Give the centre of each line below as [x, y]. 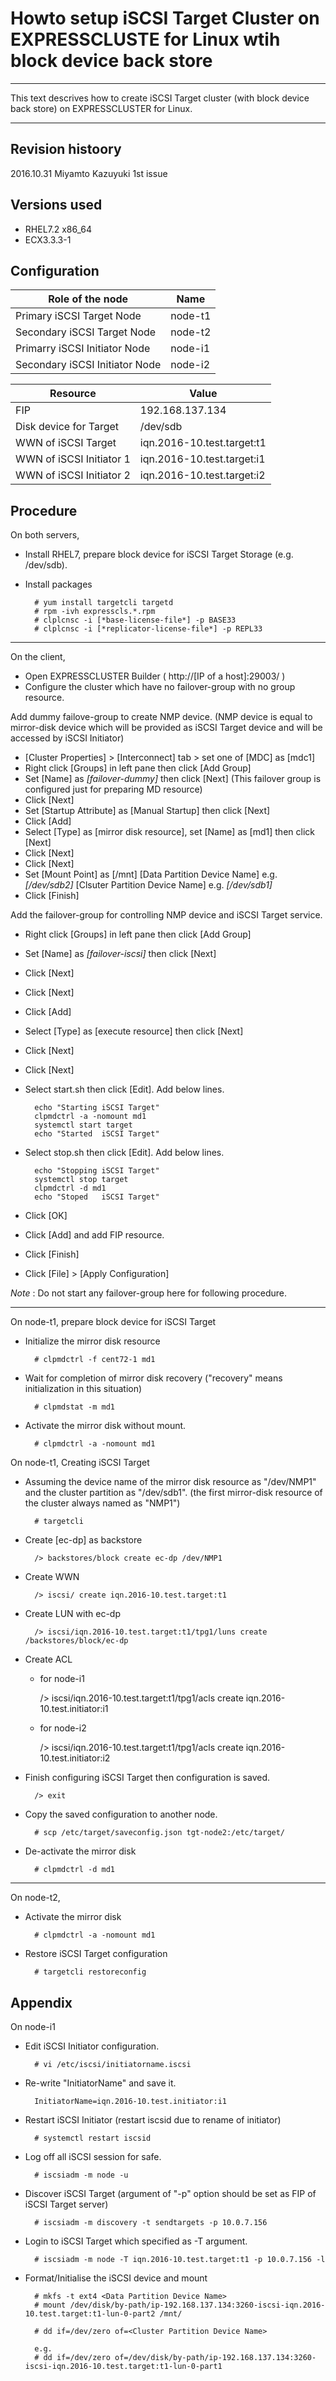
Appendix [41, 2002]
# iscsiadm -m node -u [81, 2175]
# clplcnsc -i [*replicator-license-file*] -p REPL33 [148, 629]
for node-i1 [62, 1679]
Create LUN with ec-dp [72, 1614]
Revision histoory [66, 149]
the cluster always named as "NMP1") [102, 1503]
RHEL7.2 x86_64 [58, 229]
